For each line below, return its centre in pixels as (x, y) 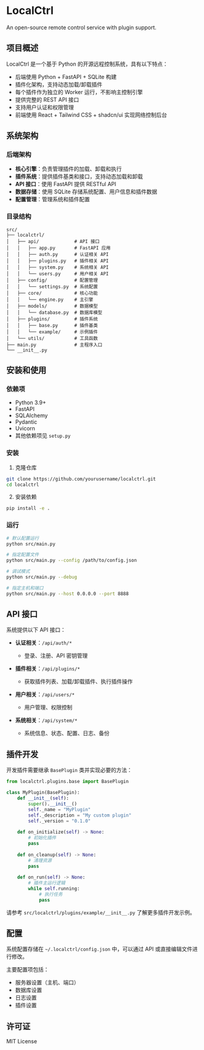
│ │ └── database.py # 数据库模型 (54, 313)
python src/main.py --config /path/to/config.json (72, 561)
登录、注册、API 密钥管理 (56, 656)
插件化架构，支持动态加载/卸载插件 (59, 84)
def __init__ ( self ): (43, 798)
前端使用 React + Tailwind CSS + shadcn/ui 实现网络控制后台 (91, 115)
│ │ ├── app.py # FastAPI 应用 (59, 248)
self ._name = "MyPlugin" (59, 809)
